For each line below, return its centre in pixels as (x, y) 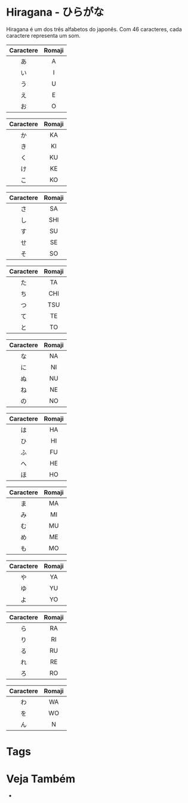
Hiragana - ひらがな (55, 12)
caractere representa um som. (43, 35)
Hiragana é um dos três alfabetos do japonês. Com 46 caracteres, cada (94, 29)
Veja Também (41, 779)
